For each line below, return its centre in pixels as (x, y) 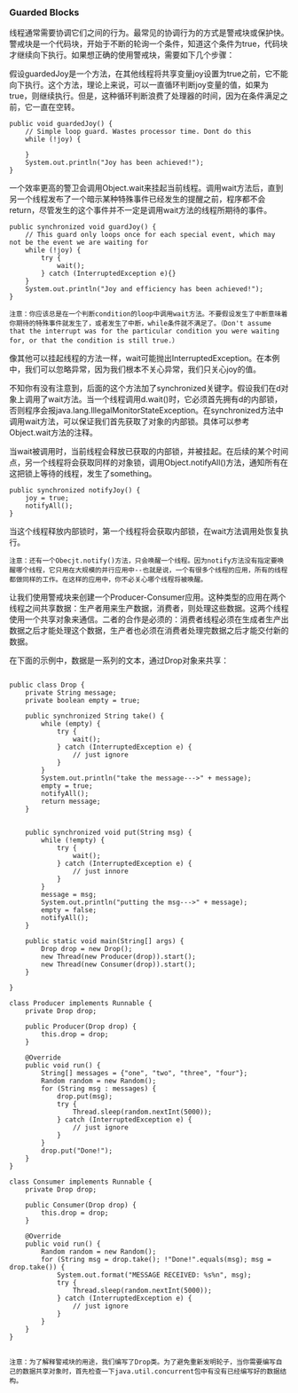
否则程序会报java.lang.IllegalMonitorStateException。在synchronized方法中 (146, 411)
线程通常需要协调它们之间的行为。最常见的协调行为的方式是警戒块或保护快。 (149, 33)
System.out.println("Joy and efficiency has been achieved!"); (145, 289)
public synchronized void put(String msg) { (109, 833)
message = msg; (69, 895)
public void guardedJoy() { (61, 124)
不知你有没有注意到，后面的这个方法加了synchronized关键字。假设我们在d (145, 389)
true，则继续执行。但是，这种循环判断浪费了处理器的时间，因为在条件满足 (145, 96)
